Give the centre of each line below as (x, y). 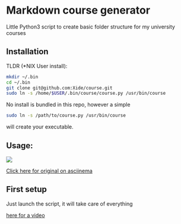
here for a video (26, 215)
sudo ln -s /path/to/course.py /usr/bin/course (66, 116)
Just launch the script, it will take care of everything (69, 204)
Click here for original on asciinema (50, 171)
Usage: (20, 145)
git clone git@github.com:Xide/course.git (59, 88)
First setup (27, 189)
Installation (27, 52)
